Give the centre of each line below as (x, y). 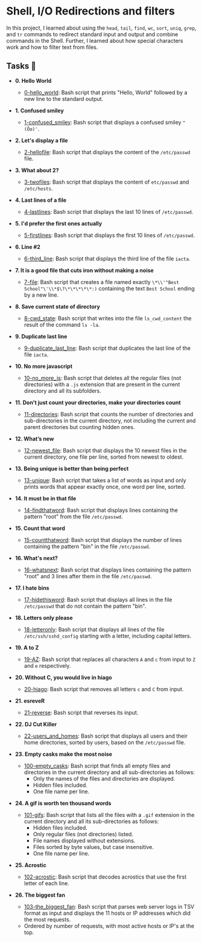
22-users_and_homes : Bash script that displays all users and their (106, 736)
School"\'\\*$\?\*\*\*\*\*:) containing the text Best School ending (109, 288)
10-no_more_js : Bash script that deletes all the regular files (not (103, 378)
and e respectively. (47, 665)
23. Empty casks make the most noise (64, 754)
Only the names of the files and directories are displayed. (104, 778)
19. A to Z (27, 647)
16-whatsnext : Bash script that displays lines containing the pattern (107, 570)
